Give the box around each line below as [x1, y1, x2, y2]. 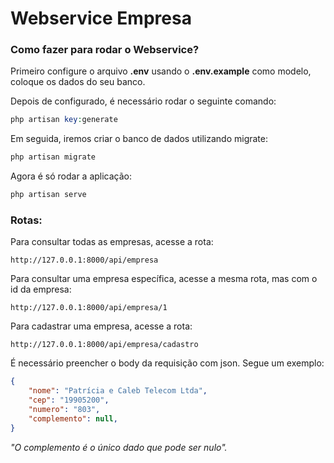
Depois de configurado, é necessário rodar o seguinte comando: [10, 95, 277, 107]
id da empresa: [10, 283, 72, 296]
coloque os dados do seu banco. [10, 76, 146, 88]
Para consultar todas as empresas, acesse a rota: [10, 236, 214, 248]
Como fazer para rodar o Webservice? [10, 43, 200, 57]
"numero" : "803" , [28, 405, 101, 415]
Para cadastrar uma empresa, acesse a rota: [10, 320, 193, 332]
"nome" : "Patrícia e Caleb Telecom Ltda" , [28, 386, 208, 396]
